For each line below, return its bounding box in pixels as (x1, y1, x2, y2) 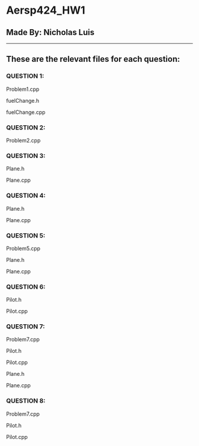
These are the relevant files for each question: (6, 54, 181, 64)
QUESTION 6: (6, 283, 46, 291)
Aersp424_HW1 (6, 4, 86, 17)
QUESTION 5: (6, 231, 46, 239)
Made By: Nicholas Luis (6, 27, 95, 37)
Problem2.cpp (6, 137, 41, 144)
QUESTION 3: (6, 151, 46, 160)
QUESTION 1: (6, 72, 44, 80)
